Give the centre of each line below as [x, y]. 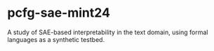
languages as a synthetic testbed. [56, 39]
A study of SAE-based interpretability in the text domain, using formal [108, 32]
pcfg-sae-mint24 [59, 13]
